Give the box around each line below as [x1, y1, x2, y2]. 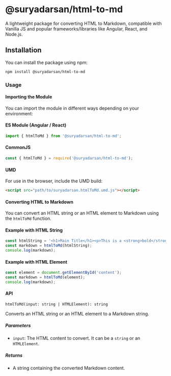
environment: [5, 110, 33, 116]
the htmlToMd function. [5, 215, 52, 222]
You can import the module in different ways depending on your [5, 105, 139, 111]
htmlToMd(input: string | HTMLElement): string [5, 302, 108, 307]
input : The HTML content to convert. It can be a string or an [12, 335, 140, 341]
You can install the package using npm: [5, 59, 88, 66]
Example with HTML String [5, 227, 63, 233]
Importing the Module [5, 94, 52, 100]
